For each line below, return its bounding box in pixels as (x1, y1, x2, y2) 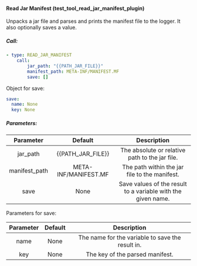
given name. (135, 194, 170, 203)
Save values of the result (118, 180, 187, 188)
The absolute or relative (120, 146, 186, 154)
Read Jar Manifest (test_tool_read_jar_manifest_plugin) (6, 5, 145, 12)
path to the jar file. (128, 153, 178, 161)
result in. (117, 241, 142, 249)
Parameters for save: (6, 210, 57, 217)
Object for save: (6, 85, 45, 92)
